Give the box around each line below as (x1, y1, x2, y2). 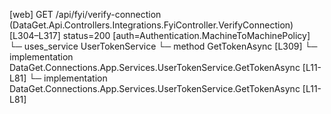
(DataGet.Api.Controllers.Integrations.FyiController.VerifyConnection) (9, 19, 294, 31)
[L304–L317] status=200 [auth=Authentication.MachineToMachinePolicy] (9, 30, 311, 41)
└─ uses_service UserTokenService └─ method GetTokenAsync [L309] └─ (9, 40, 318, 52)
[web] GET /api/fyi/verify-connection (9, 9, 162, 20)
